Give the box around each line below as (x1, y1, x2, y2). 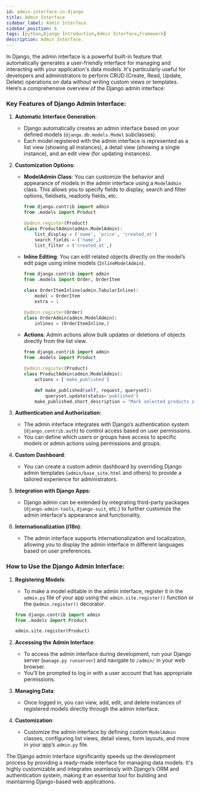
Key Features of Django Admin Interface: (6, 99, 127, 108)
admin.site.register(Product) (14, 628, 90, 634)
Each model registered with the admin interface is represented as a (23, 137, 189, 145)
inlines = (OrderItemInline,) (35, 320, 110, 326)
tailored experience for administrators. (23, 476, 118, 483)
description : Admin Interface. (6, 36, 84, 42)
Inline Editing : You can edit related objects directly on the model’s (23, 253, 186, 260)
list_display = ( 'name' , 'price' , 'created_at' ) (35, 231, 158, 237)
